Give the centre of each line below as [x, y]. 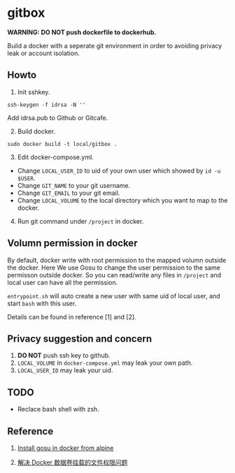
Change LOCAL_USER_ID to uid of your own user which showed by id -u [119, 170]
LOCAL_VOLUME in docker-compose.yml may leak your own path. [105, 363]
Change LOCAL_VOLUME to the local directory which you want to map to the [122, 200]
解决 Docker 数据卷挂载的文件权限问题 [72, 462]
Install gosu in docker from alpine [65, 448]
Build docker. [36, 131]
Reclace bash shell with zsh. [58, 409]
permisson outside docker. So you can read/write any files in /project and [114, 275]
